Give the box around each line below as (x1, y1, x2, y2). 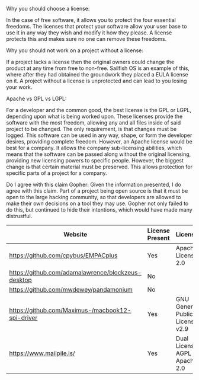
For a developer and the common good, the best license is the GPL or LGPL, (6, 107, 191, 113)
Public (175, 310, 194, 318)
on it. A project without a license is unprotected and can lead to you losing (6, 77, 187, 84)
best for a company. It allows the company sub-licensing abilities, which (6, 145, 182, 151)
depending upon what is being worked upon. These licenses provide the (6, 113, 183, 120)
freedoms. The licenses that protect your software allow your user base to (6, 23, 187, 30)
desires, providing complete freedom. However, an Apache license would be (6, 138, 192, 145)
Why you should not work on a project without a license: (6, 47, 143, 54)
